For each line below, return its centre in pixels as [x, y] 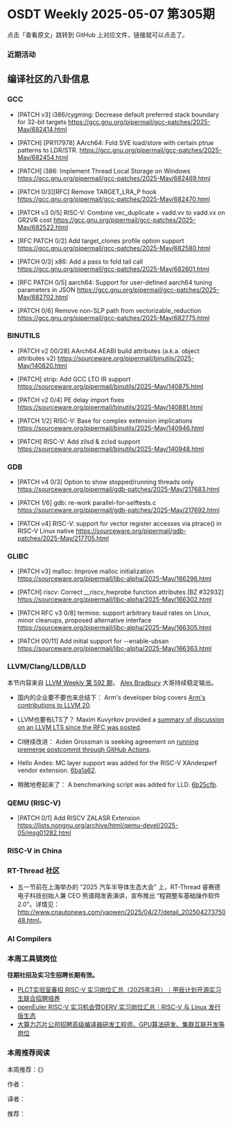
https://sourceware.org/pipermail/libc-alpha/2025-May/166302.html [114, 599]
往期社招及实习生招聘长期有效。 [53, 975]
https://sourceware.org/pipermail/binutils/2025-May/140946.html [111, 428]
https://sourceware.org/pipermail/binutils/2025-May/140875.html [110, 386]
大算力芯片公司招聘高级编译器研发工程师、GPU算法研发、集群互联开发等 [121, 1025]
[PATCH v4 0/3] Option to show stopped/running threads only [105, 482]
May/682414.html [42, 129]
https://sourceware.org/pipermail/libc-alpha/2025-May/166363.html [114, 649]
